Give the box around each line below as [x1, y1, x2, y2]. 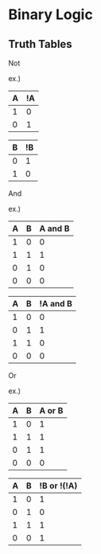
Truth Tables [8, 37, 73, 51]
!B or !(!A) [39, 480, 78, 491]
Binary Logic [8, 6, 93, 24]
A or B [39, 405, 64, 416]
